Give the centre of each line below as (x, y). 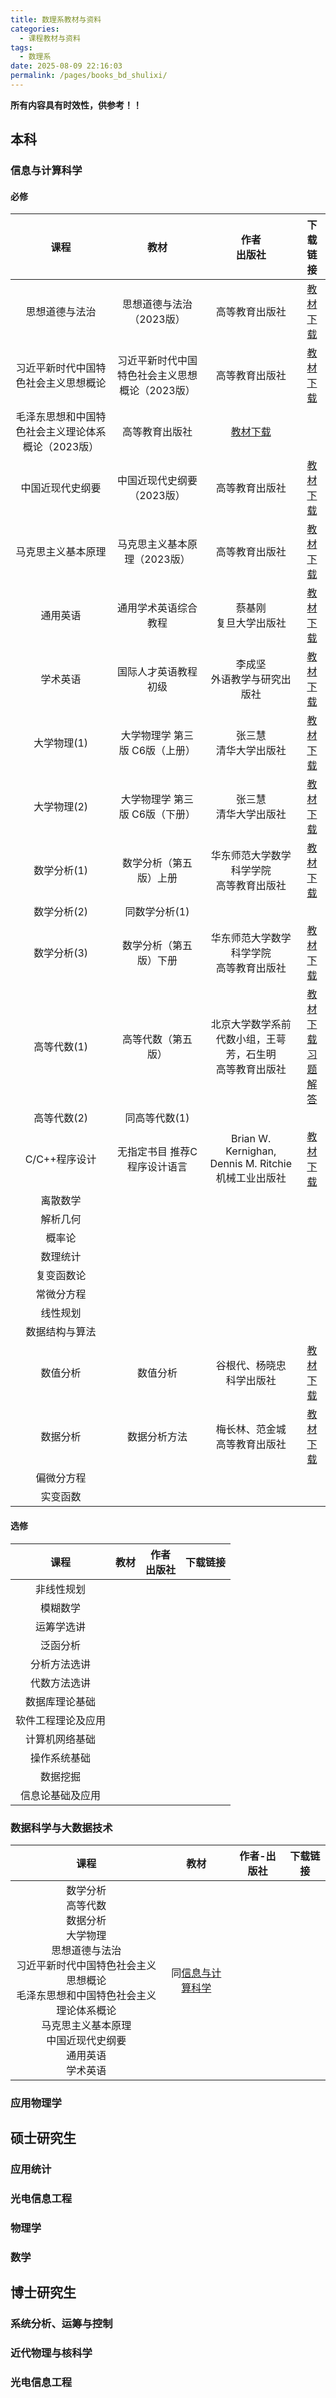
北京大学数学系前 (251, 1024)
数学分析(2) (61, 912)
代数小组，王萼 (251, 1039)
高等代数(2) (61, 1118)
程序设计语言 (157, 1167)
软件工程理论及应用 (61, 1720)
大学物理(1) (61, 743)
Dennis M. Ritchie (250, 1164)
